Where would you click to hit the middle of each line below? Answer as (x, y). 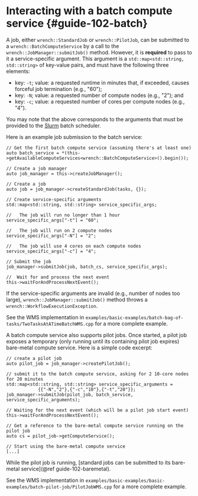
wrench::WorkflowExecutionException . (52, 306)
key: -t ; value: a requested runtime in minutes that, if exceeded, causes (102, 82)
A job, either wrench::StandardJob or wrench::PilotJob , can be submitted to (98, 40)
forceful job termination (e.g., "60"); (58, 89)
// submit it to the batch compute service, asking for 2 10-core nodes (98, 374)
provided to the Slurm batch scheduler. (54, 125)
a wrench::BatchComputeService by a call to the (63, 46)
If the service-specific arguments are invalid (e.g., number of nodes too (93, 293)
